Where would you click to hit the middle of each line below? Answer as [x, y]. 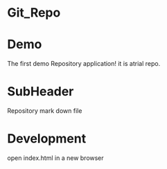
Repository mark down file [45, 111]
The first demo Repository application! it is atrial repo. [84, 64]
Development [47, 139]
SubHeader [41, 92]
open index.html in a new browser [55, 158]
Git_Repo [34, 13]
